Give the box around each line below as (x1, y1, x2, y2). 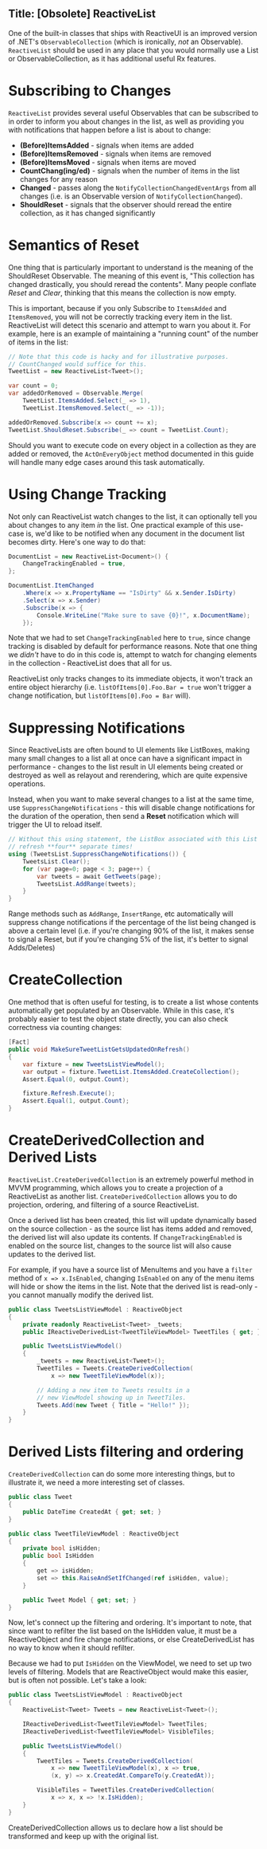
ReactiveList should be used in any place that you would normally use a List (8, 45, 259, 55)
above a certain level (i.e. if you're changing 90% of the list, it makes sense (8, 926, 254, 936)
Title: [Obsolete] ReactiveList (8, 7, 157, 21)
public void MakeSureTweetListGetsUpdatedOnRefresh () (8, 1045, 191, 1053)
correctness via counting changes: (8, 1023, 122, 1033)
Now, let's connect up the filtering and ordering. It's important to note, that (8, 1618, 252, 1627)
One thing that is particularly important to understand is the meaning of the (8, 262, 253, 272)
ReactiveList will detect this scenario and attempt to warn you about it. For (8, 320, 251, 330)
